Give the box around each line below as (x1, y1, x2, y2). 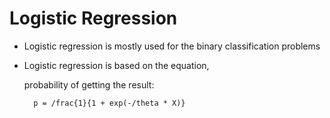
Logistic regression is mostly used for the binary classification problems (23, 40, 321, 52)
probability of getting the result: (23, 78, 155, 91)
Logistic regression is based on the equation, (23, 59, 210, 71)
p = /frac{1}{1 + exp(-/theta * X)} (33, 98, 186, 108)
